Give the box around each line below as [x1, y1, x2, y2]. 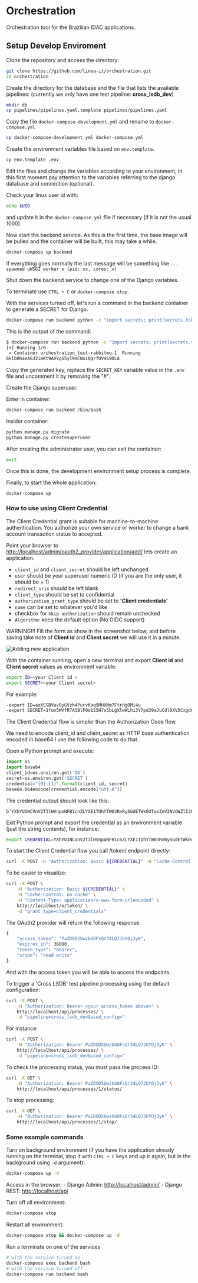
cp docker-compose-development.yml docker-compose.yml [6, 135, 144, 141]
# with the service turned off [6, 1265, 83, 1272]
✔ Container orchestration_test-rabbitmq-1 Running [8, 350, 141, 356]
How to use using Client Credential [6, 504, 108, 513]
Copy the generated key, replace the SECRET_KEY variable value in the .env [6, 367, 185, 374]
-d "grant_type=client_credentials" [16, 908, 107, 914]
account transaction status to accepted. [6, 530, 103, 537]
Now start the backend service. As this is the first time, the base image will [6, 231, 187, 238]
